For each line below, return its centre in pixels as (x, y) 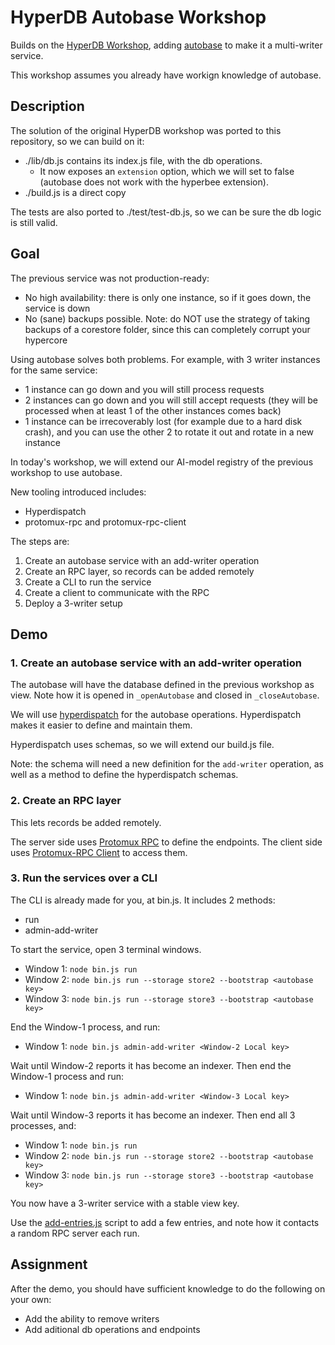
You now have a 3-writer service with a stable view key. (125, 1203)
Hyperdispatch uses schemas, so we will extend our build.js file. (142, 745)
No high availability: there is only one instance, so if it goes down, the (168, 297)
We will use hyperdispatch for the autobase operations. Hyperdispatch (156, 715)
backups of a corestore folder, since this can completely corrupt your (167, 329)
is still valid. (34, 222)
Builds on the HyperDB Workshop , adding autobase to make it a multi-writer (166, 45)
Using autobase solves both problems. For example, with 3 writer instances (165, 359)
